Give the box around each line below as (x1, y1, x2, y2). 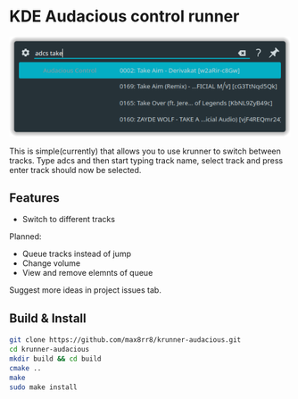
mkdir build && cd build (9, 354, 102, 363)
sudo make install (9, 382, 78, 392)
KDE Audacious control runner (9, 6, 240, 27)
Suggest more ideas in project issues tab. (9, 285, 162, 295)
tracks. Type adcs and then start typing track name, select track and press (9, 154, 284, 166)
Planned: (9, 231, 42, 242)
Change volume (21, 258, 81, 269)
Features (9, 190, 60, 206)
